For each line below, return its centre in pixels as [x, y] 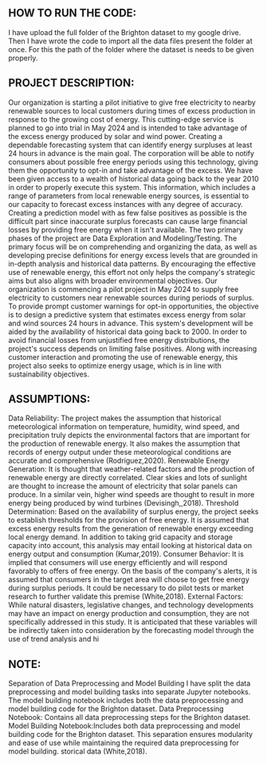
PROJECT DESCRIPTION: [71, 83]
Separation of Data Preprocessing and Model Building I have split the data [130, 683]
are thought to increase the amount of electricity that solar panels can [123, 486]
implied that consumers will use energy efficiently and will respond [118, 563]
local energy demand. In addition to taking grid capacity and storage [121, 537]
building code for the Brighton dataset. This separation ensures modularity [131, 734]
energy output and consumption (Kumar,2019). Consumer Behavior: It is [126, 554]
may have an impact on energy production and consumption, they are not [129, 614]
